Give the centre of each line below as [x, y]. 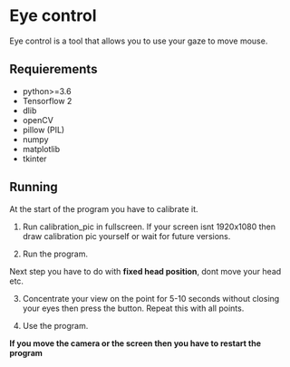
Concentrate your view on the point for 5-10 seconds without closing [151, 298]
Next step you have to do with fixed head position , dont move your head [145, 271]
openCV [38, 120]
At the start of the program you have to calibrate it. [104, 208]
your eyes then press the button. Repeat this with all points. [133, 308]
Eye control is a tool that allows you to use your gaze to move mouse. [139, 41]
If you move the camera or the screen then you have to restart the [135, 343]
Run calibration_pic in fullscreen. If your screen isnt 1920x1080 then [149, 227]
